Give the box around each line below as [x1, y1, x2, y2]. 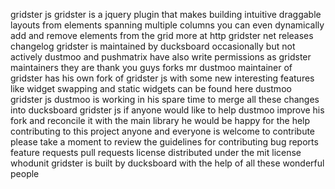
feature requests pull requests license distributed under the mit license [10, 147, 302, 158]
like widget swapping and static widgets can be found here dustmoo [10, 83, 292, 94]
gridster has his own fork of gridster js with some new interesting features [10, 72, 315, 84]
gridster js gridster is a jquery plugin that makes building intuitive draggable [10, 9, 322, 20]
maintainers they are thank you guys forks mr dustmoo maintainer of [10, 62, 293, 73]
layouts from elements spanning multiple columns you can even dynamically [10, 19, 325, 31]
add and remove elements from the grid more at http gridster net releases [10, 30, 314, 41]
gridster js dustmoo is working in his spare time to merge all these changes [10, 94, 320, 105]
